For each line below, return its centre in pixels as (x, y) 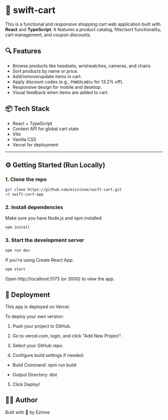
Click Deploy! (26, 384)
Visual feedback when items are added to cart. (60, 92)
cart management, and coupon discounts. (48, 35)
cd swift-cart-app (24, 194)
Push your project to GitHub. (42, 326)
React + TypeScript (32, 123)
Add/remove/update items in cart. (47, 76)
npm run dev (17, 251)
